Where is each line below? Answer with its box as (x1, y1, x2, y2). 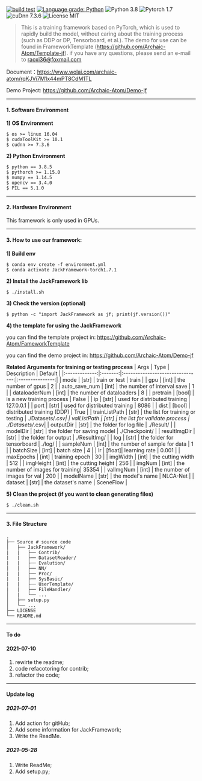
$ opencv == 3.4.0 (6, 180, 52, 186)
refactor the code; (14, 671, 60, 678)
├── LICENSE (6, 607, 36, 613)
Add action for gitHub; (14, 719, 70, 727)
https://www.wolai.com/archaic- (37, 68, 117, 75)
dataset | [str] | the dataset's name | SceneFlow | (6, 478, 127, 485)
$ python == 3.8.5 (6, 164, 52, 170)
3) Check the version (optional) (6, 299, 86, 307)
